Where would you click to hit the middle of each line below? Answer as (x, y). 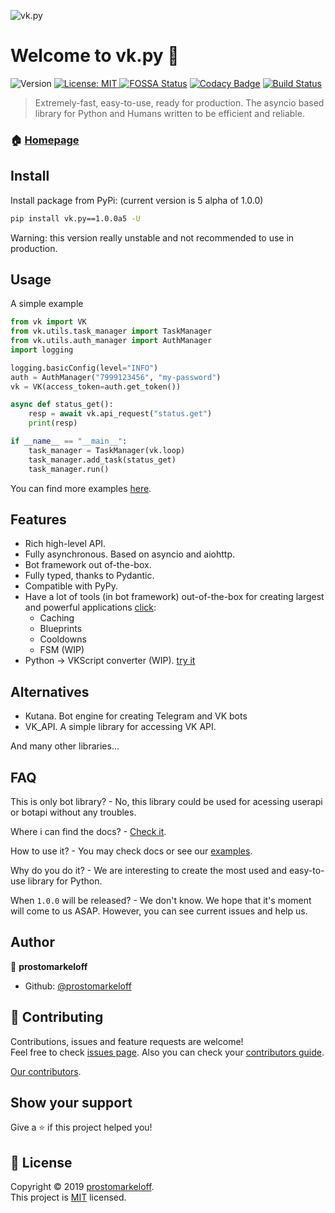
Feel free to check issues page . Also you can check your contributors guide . (167, 1052)
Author (32, 942)
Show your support (71, 1103)
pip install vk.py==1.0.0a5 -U (75, 218)
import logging (42, 350)
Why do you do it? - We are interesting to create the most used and (149, 871)
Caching (57, 618)
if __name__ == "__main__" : (69, 441)
